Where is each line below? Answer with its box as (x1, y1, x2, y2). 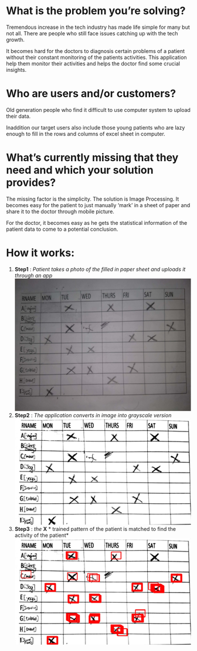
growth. (6, 36, 25, 43)
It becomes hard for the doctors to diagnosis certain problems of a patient (6, 47, 185, 54)
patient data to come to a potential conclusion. (6, 225, 118, 232)
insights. (6, 66, 27, 73)
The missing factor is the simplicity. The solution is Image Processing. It (6, 195, 179, 202)
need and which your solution (6, 164, 154, 177)
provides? (6, 176, 56, 190)
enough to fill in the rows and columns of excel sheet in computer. (6, 130, 165, 137)
